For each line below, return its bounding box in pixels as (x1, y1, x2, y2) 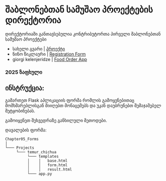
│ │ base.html (27, 158, 68, 163)
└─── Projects (5, 145, 35, 150)
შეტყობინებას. (5, 108, 36, 114)
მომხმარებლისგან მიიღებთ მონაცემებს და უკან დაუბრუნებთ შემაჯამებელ (5, 102, 162, 108)
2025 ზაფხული (5, 68, 42, 75)
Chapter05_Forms (5, 136, 39, 141)
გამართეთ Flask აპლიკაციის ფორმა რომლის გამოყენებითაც (5, 97, 135, 103)
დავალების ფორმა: (5, 127, 47, 133)
